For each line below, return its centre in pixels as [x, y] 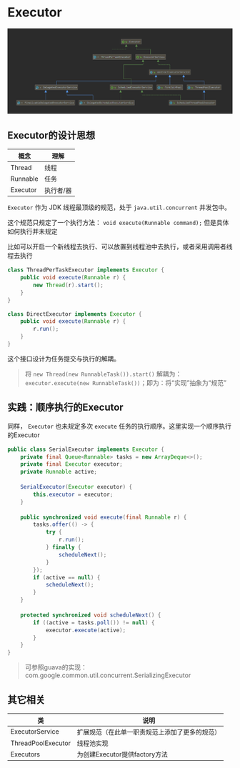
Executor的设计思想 [51, 135]
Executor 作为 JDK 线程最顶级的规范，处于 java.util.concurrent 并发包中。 [119, 207]
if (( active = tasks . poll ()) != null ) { [94, 622]
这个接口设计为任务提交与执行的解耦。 [64, 359]
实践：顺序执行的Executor [65, 408]
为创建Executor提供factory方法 [122, 754]
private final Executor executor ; [71, 464]
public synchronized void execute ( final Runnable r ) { [104, 517]
